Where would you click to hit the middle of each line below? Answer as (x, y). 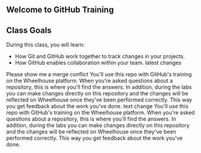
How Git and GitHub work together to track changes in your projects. (100, 56)
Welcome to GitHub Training (60, 10)
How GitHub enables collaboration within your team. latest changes (98, 63)
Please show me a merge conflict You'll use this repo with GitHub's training (99, 74)
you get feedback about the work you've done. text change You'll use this (97, 106)
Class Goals (29, 30)
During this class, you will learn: (46, 45)
